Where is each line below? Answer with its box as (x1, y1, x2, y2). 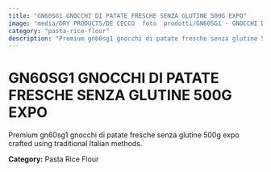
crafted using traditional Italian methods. (8, 139, 143, 149)
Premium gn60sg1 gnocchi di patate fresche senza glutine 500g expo (8, 130, 240, 140)
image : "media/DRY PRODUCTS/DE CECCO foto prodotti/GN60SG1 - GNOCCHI (8, 19, 258, 27)
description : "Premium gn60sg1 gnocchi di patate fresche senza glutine (8, 34, 258, 43)
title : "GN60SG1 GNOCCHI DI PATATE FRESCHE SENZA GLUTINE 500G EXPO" (8, 11, 248, 20)
